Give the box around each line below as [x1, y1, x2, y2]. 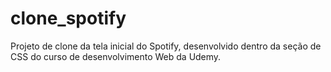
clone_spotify [10, 7, 127, 30]
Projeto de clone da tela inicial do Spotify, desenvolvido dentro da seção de [10, 40, 322, 52]
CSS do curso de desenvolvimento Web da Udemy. [10, 50, 222, 62]
